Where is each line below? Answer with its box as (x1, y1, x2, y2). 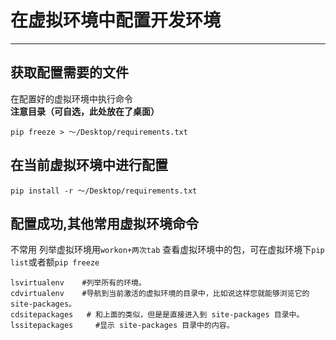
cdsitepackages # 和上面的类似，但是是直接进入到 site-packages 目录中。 (10, 310, 305, 320)
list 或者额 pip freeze (10, 256, 100, 268)
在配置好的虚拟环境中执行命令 (10, 92, 133, 105)
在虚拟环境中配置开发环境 (10, 9, 222, 32)
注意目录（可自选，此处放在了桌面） (10, 105, 160, 117)
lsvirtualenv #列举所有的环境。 (10, 278, 147, 288)
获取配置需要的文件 (10, 64, 129, 81)
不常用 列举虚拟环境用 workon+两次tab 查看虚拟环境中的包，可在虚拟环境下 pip (10, 244, 325, 256)
